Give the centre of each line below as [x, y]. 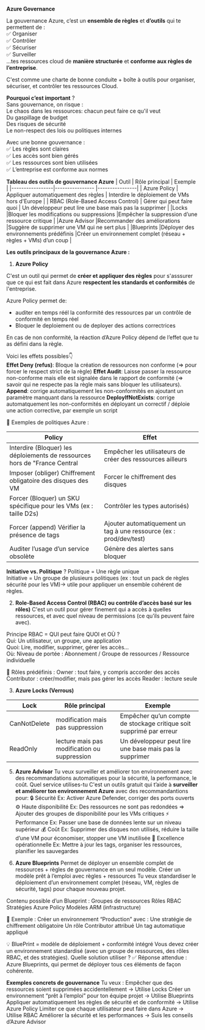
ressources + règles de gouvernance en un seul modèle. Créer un [98, 869]
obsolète [22, 556]
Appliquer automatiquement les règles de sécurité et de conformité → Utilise [103, 1002]
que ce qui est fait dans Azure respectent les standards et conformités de [101, 282]
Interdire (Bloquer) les [41, 448]
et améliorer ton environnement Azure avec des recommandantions [102, 791]
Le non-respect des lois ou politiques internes [64, 130]
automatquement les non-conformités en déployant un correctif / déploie [98, 404]
